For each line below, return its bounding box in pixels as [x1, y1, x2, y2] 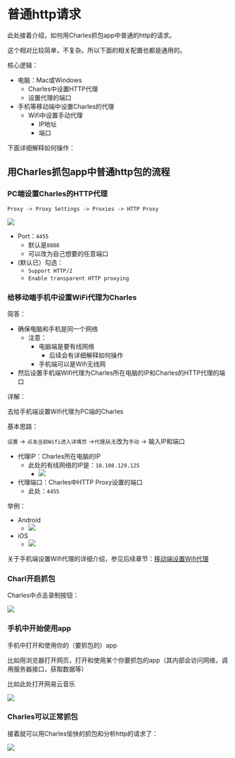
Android [17, 515, 41, 524]
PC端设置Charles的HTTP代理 [7, 189, 108, 199]
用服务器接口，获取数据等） [7, 664, 88, 673]
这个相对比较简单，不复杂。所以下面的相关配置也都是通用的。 [7, 46, 186, 54]
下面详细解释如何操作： [7, 143, 75, 152]
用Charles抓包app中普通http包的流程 [7, 166, 170, 178]
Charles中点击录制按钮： [7, 591, 80, 600]
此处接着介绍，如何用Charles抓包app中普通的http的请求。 [7, 31, 176, 39]
